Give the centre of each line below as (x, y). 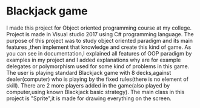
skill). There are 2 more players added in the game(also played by (88, 85)
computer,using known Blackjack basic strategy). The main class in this (95, 92)
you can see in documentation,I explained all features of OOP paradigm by (99, 53)
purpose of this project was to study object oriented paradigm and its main (99, 40)
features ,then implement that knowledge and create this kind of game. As (99, 47)
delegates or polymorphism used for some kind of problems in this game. (98, 66)
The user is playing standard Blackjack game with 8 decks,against (89, 72)
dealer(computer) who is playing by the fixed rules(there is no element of (98, 79)
